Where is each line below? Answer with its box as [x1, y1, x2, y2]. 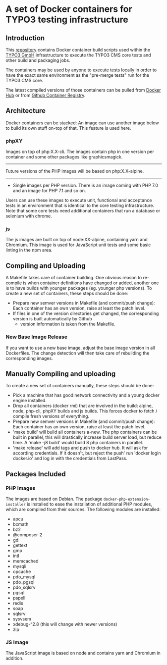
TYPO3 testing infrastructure [5, 14, 128, 25]
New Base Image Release [5, 333, 67, 340]
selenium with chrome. [5, 213, 53, 219]
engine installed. [12, 398, 47, 404]
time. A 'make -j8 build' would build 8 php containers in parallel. [12, 440, 143, 446]
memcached [12, 558, 39, 564]
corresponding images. [5, 355, 54, 361]
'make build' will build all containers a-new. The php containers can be [12, 429, 157, 435]
